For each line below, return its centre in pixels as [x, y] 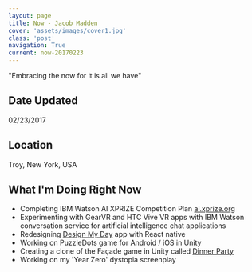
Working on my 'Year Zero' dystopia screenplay [98, 260]
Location [31, 145]
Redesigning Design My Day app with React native [102, 234]
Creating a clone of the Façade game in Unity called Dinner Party [126, 251]
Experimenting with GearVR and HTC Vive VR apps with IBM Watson [132, 218]
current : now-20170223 [46, 53]
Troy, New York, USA [43, 164]
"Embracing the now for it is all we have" [75, 76]
